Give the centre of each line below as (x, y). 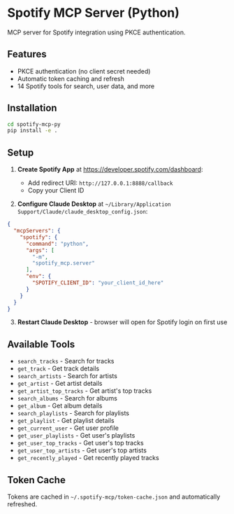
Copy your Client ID (56, 190)
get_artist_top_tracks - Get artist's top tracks (85, 391)
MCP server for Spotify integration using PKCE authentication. (96, 32)
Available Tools (41, 344)
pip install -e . (32, 131)
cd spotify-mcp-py (34, 124)
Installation (32, 108)
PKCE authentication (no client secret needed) (84, 71)
